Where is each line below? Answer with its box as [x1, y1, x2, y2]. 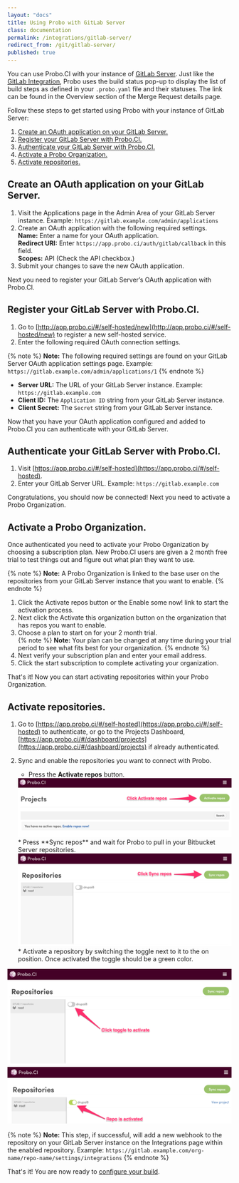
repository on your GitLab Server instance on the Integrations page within [7, 1138, 223, 1147]
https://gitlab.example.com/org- [105, 1147, 205, 1154]
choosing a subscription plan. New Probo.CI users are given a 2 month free [7, 548, 228, 556]
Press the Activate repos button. [28, 770, 125, 779]
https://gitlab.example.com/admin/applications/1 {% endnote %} [7, 367, 204, 375]
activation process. [17, 606, 74, 615]
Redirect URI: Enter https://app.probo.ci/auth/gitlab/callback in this [17, 239, 226, 247]
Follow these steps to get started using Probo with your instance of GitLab [7, 106, 225, 114]
